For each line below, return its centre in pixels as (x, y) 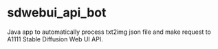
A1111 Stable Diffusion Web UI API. (55, 39)
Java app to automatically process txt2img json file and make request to (109, 32)
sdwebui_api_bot (57, 13)
